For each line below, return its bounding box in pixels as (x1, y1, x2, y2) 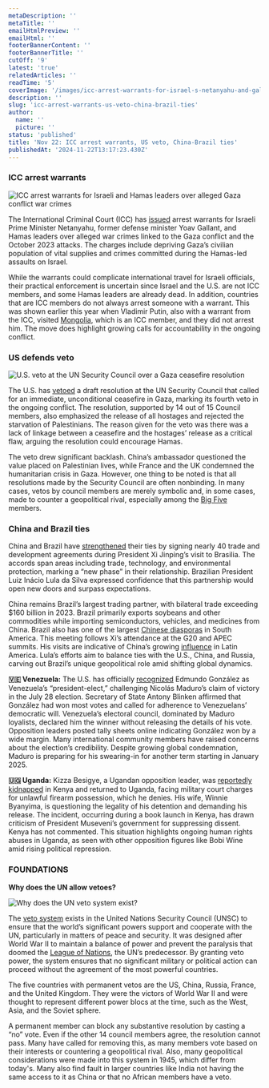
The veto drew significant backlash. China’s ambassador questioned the (8, 452, 247, 461)
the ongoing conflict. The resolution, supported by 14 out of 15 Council (8, 402, 241, 412)
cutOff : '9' (8, 57, 48, 65)
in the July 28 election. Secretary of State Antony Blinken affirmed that (8, 692, 242, 701)
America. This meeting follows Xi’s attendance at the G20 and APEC (8, 633, 233, 643)
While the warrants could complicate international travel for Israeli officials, (8, 272, 255, 282)
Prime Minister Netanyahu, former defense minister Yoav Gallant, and (8, 223, 237, 232)
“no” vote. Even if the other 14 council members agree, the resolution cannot (8, 1030, 261, 1039)
